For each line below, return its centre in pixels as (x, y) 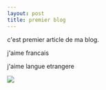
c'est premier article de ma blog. (53, 39)
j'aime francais (28, 53)
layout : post (26, 13)
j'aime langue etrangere (41, 66)
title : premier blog (37, 20)
